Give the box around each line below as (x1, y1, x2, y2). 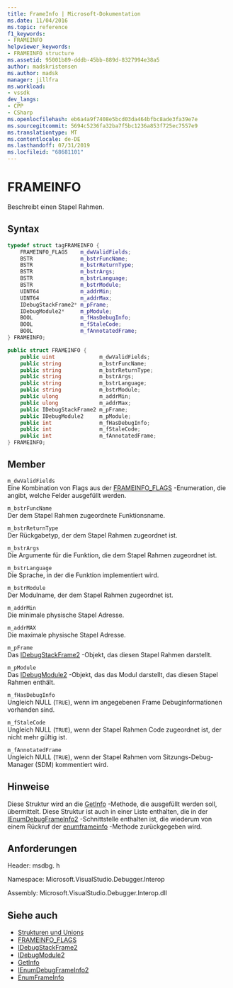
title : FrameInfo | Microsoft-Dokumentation (7, 10, 141, 18)
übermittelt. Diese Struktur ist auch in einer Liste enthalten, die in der (7, 807, 208, 815)
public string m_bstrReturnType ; (20, 366, 154, 374)
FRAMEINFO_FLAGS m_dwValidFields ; (20, 249, 132, 256)
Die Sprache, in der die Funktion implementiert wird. (7, 571, 159, 579)
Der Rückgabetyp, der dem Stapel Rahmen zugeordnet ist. (7, 530, 178, 539)
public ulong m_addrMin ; (20, 393, 132, 400)
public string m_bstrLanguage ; (20, 380, 147, 387)
